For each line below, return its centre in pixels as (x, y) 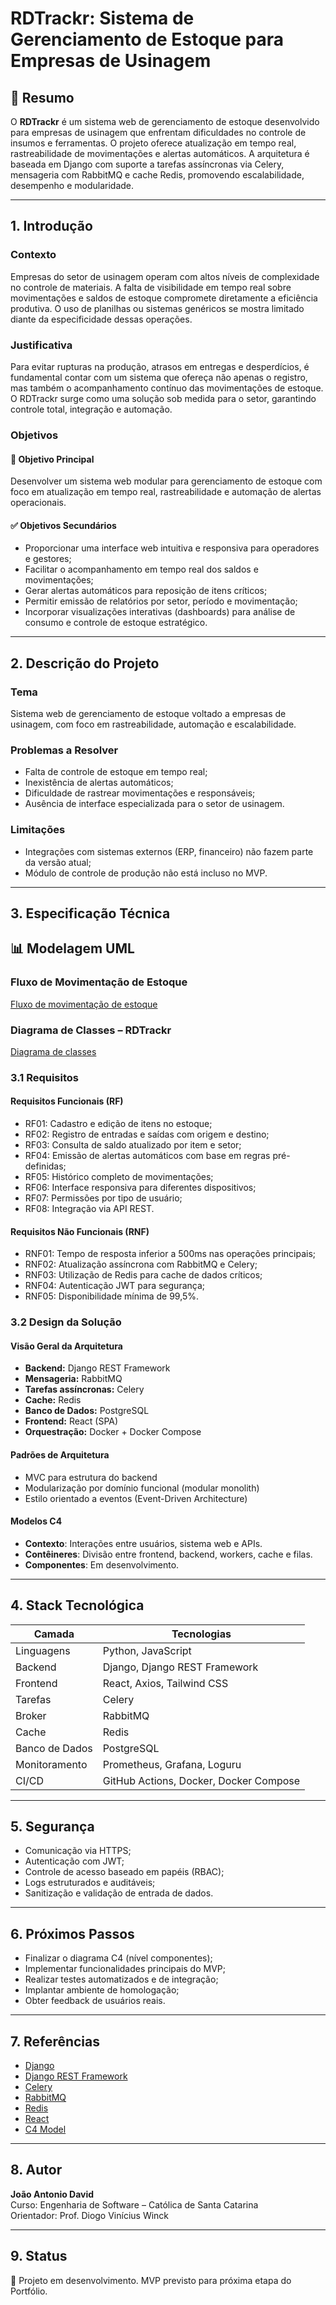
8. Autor (36, 2170)
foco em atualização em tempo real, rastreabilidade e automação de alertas (166, 492)
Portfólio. (29, 2291)
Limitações (38, 830)
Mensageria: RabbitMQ (73, 1379)
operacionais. (38, 503)
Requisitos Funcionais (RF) (67, 1101)
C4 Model (45, 2129)
